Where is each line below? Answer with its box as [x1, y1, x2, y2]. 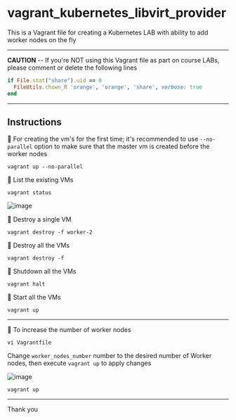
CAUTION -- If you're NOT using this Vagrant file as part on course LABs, [7, 56, 220, 64]
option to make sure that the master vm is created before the [34, 142, 210, 151]
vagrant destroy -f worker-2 [7, 229, 93, 236]
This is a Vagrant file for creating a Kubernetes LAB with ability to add [7, 28, 209, 37]
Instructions [7, 116, 62, 128]
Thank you [7, 405, 39, 414]
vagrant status [7, 189, 52, 196]
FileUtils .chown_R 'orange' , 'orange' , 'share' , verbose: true [13, 83, 202, 91]
